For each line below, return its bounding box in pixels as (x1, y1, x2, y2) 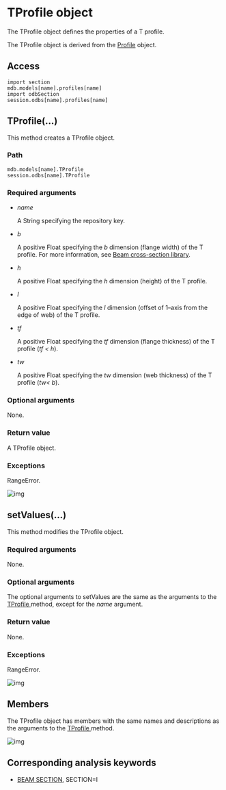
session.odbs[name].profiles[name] (7, 97, 109, 103)
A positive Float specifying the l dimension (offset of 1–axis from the (16, 303, 208, 312)
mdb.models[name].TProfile (7, 166, 84, 173)
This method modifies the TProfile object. (7, 527, 124, 535)
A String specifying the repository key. (16, 217, 125, 225)
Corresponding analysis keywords (7, 757, 157, 769)
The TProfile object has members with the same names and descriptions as (7, 717, 220, 725)
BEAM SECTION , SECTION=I (16, 775, 98, 783)
